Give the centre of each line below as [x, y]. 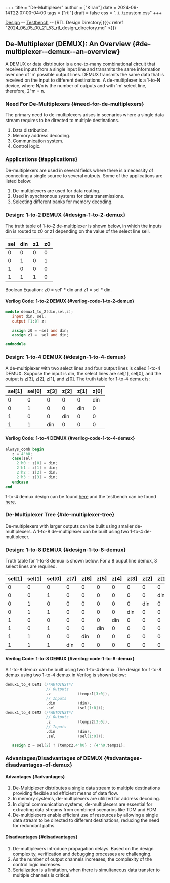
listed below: [18, 181]
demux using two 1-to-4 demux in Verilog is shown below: [66, 675]
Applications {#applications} [41, 159]
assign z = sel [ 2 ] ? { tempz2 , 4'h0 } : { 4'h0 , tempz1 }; [69, 745]
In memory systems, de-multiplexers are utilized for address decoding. [86, 798]
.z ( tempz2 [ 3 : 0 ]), [78, 722]
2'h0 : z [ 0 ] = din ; [37, 463]
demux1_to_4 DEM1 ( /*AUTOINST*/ [39, 685]
